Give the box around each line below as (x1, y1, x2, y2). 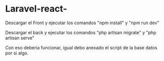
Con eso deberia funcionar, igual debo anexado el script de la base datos (5, 44, 157, 50)
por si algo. (5, 50, 29, 56)
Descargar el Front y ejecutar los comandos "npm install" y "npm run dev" (5, 20, 159, 26)
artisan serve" (5, 35, 34, 41)
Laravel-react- (5, 3, 67, 15)
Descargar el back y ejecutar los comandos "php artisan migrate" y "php (5, 29, 156, 35)
